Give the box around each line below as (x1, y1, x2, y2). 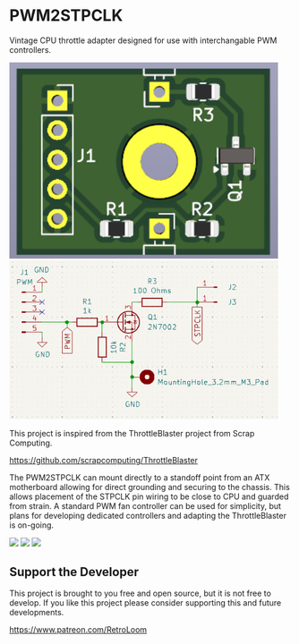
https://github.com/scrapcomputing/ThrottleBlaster (9, 455, 199, 466)
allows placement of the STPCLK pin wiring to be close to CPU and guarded (9, 491, 289, 502)
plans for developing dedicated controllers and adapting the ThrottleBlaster (9, 511, 286, 521)
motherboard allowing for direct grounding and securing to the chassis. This (9, 482, 291, 493)
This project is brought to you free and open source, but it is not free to (9, 588, 271, 599)
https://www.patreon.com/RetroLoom (9, 624, 148, 635)
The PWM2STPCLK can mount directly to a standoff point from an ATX (9, 472, 270, 483)
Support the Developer (9, 564, 139, 580)
